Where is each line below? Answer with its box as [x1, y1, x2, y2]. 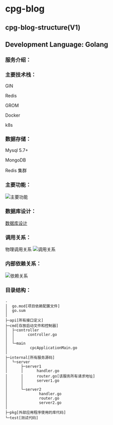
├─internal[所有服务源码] [5, 355, 55, 360]
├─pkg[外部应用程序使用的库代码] [5, 410, 66, 415]
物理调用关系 [5, 246, 32, 252]
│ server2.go [5, 400, 62, 405]
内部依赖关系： [5, 260, 42, 268]
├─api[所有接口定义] [5, 317, 44, 323]
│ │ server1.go [5, 378, 59, 383]
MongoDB [5, 157, 26, 163]
